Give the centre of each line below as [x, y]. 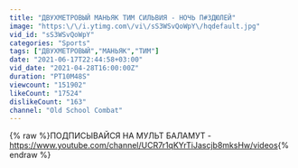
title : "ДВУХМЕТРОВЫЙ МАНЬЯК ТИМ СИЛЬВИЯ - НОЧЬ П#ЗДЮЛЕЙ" [123, 18]
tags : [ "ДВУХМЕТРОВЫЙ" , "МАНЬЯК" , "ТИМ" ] [84, 51]
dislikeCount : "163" [48, 102]
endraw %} [30, 155]
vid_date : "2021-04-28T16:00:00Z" [74, 69]
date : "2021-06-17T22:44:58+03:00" [76, 60]
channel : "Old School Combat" [66, 110]
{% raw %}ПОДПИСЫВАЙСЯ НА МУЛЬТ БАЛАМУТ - [111, 135]
